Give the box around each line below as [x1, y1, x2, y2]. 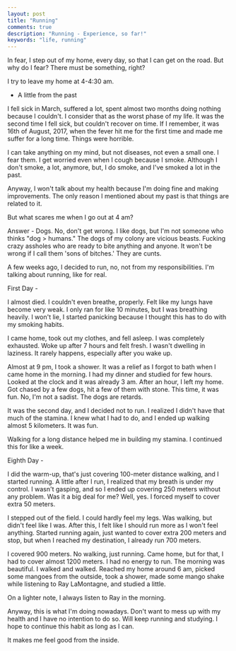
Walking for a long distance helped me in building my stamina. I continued [7, 435, 223, 443]
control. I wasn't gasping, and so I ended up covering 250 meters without [7, 485, 221, 494]
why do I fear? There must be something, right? [7, 64, 146, 72]
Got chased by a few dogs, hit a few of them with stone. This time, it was [7, 386, 219, 394]
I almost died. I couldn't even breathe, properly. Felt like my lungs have [7, 298, 213, 306]
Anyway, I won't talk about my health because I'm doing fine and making [7, 184, 219, 193]
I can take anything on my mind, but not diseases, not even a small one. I [7, 148, 219, 157]
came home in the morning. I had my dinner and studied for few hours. [7, 370, 213, 378]
